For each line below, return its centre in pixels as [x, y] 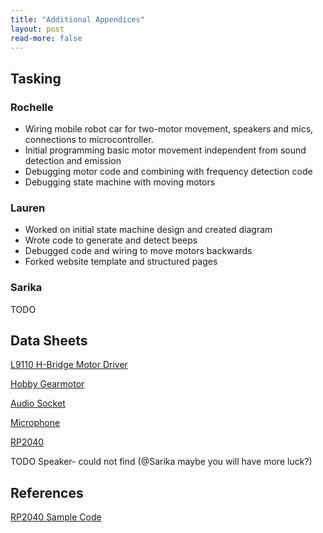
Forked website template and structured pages [121, 262]
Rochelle [32, 107]
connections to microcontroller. [89, 140]
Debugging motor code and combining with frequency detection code [168, 172]
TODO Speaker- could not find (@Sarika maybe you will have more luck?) [161, 462]
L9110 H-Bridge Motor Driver [69, 365]
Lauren [28, 208]
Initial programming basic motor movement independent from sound [165, 150]
